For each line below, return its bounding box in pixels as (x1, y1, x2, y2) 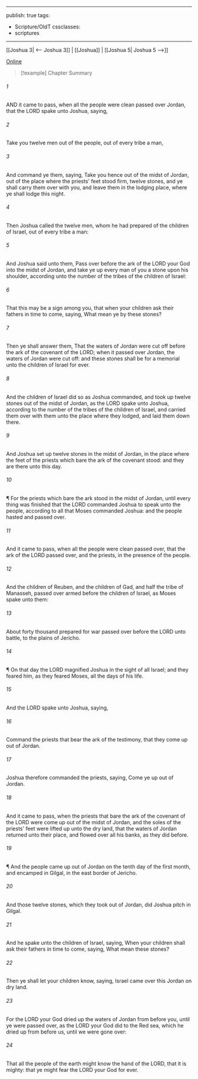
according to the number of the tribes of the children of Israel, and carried (6, 406, 186, 413)
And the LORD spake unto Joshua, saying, (6, 704, 108, 711)
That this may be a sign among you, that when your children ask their (6, 304, 174, 312)
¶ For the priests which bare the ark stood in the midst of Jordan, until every (6, 495, 191, 502)
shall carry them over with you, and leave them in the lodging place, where (6, 184, 187, 191)
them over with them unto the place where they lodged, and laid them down (6, 412, 190, 419)
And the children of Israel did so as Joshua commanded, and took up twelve (6, 393, 192, 400)
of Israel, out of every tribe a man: (6, 228, 89, 235)
